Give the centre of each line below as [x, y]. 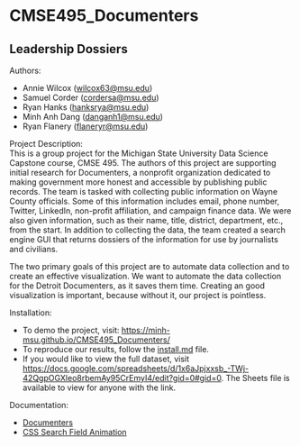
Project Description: [46, 144]
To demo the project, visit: [71, 330]
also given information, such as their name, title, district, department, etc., [146, 220]
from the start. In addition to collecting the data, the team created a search [148, 230]
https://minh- [146, 330]
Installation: [31, 313]
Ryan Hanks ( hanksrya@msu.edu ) [86, 107]
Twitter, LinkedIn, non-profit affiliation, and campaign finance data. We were [150, 211]
